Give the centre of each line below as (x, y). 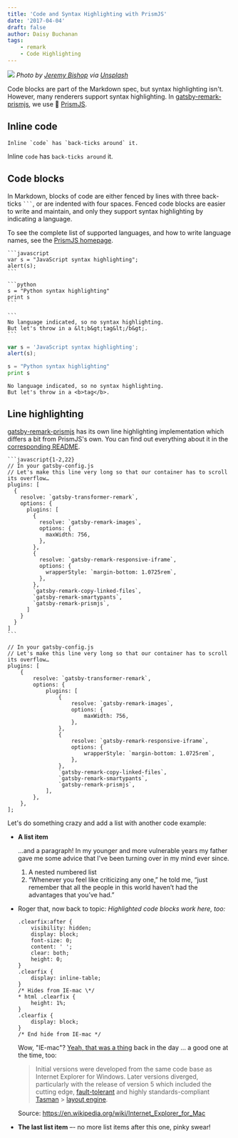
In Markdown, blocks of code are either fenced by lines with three (104, 196)
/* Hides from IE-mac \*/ (56, 990)
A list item (33, 837)
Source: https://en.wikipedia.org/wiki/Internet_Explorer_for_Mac (112, 1113)
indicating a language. (40, 219)
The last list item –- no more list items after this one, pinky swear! (114, 1127)
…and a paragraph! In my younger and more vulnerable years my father (123, 850)
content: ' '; (52, 947)
